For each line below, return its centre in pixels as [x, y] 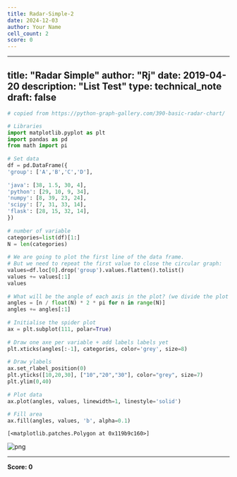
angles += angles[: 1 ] [39, 310]
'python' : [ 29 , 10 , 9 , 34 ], [49, 192]
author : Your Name [34, 27]
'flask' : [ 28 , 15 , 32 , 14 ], [49, 211]
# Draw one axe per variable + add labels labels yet [88, 342]
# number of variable [39, 231]
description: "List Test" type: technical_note [122, 86]
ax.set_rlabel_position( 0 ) [47, 368]
